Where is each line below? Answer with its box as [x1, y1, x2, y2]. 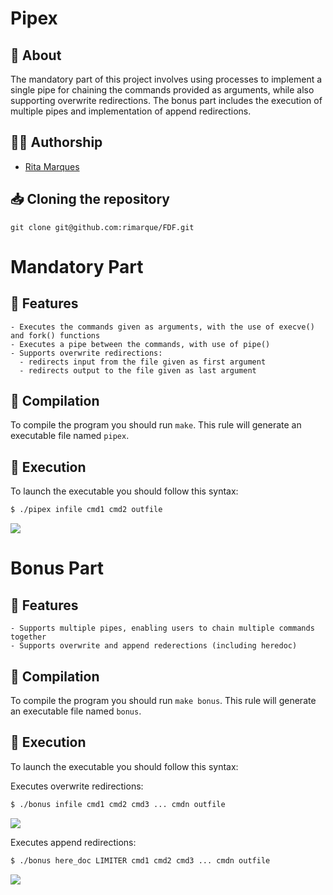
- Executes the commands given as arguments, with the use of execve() [10, 322, 315, 332]
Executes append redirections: [10, 836, 137, 848]
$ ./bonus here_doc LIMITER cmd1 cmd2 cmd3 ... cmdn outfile [10, 855, 271, 866]
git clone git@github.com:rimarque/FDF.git [10, 222, 195, 232]
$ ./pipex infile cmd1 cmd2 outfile [10, 505, 163, 515]
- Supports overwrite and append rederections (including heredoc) [10, 641, 298, 651]
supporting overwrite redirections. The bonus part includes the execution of [10, 95, 323, 106]
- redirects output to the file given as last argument [19, 365, 257, 376]
